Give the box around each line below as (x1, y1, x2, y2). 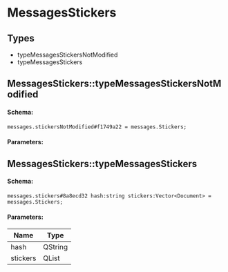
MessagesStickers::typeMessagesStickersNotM (7, 78, 222, 90)
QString (42, 242, 68, 251)
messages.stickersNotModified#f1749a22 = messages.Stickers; (7, 123, 187, 130)
